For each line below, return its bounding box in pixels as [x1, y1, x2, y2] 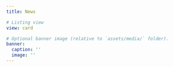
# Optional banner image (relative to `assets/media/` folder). [6, 36, 169, 42]
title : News [6, 8, 36, 15]
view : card [6, 25, 33, 31]
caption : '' [11, 47, 42, 53]
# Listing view [6, 19, 44, 25]
